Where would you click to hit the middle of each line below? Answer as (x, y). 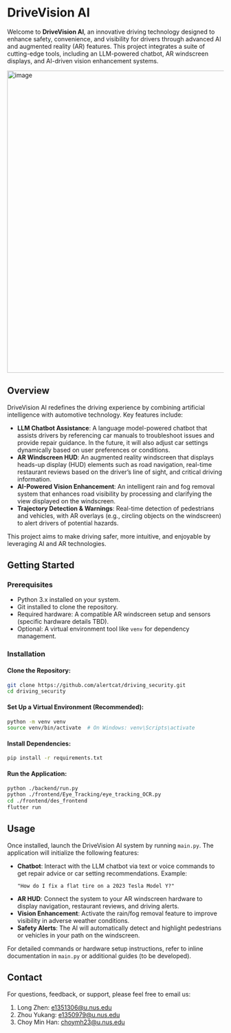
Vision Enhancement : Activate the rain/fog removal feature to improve (117, 913)
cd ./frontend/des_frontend (47, 801)
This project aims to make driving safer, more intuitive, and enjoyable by (109, 536)
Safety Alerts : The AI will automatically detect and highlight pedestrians (119, 928)
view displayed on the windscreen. (66, 501)
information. (34, 479)
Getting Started (41, 565)
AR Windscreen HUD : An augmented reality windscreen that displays (115, 457)
